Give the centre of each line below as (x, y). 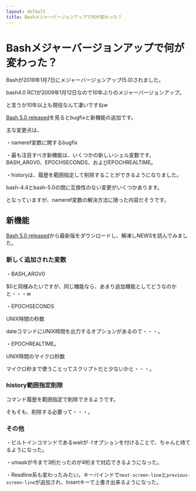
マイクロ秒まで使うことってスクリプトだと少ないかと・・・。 (80, 369)
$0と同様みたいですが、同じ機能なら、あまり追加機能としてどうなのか (92, 286)
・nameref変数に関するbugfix (42, 142)
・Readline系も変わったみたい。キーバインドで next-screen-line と (87, 475)
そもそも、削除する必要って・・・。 (50, 412)
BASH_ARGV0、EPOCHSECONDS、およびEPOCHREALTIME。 (81, 162)
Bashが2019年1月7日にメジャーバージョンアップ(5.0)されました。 (85, 80)
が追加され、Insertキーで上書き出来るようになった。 (98, 482)
